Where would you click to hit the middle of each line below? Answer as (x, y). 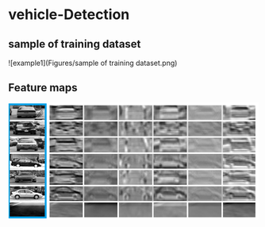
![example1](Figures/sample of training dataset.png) (93, 63)
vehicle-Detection (69, 15)
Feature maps (43, 88)
